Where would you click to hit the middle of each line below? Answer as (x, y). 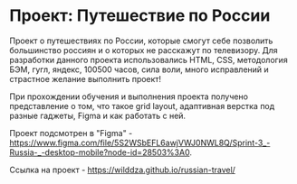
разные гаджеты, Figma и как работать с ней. (98, 115)
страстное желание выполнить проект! (85, 78)
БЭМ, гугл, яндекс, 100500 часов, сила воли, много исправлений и (139, 69)
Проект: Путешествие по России (140, 16)
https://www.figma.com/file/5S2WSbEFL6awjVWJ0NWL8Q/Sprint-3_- (140, 143)
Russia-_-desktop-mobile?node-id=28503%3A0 (100, 152)
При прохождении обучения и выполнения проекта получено (129, 97)
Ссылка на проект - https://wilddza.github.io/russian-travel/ (122, 170)
